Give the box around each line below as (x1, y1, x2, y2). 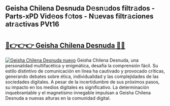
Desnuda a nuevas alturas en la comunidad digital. (5, 95, 111, 101)
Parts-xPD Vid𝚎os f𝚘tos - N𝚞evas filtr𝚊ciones (5, 12, 154, 21)
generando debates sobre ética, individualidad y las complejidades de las (5, 73, 159, 79)
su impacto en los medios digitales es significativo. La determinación (5, 84, 149, 90)
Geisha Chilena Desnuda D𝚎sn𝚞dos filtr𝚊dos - (5, 4, 155, 13)
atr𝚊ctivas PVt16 (5, 20, 59, 29)
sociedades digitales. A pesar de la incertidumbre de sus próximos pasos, (5, 79, 160, 85)
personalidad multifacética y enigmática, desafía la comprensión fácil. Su (5, 63, 158, 68)
